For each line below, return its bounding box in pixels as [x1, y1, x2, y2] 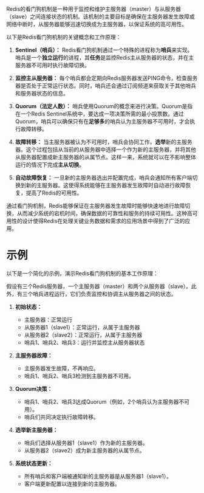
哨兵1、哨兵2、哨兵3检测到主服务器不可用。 [24, 372, 135, 379]
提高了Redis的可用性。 [25, 189, 83, 196]
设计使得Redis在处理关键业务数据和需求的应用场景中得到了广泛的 [22, 218, 185, 224]
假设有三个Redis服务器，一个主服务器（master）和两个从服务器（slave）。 [6, 282, 191, 290]
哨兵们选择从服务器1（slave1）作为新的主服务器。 [24, 439, 148, 446]
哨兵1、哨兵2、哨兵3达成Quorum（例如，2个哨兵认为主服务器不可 [24, 398, 190, 405]
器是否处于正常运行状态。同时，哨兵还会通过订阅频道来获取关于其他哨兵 [15, 82, 196, 89]
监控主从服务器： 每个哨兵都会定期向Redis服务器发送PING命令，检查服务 [15, 75, 198, 81]
